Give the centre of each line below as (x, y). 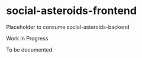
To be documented (29, 50)
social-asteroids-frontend (72, 11)
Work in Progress (27, 38)
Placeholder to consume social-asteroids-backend (68, 27)
